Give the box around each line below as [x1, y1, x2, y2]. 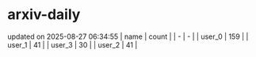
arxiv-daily [7, 6, 81, 24]
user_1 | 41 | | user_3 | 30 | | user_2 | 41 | [7, 40, 138, 49]
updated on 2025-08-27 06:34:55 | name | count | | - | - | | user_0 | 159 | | [7, 32, 249, 41]
